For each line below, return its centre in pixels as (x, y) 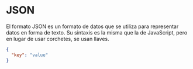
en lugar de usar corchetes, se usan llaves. (58, 39)
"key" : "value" (30, 55)
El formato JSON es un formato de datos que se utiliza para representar (92, 26)
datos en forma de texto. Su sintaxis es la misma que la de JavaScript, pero (97, 32)
